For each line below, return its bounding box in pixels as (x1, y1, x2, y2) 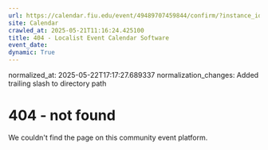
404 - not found (8, 106, 116, 125)
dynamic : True (8, 48, 56, 56)
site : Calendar (8, 19, 59, 27)
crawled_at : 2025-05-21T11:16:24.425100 (8, 26, 145, 34)
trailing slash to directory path (8, 79, 107, 88)
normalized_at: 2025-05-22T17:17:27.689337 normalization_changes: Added (8, 71, 259, 79)
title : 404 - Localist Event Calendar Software (8, 33, 170, 42)
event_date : (8, 41, 48, 49)
